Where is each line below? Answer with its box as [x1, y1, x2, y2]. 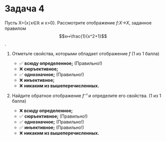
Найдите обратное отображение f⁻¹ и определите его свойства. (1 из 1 [11, 93, 162, 99]
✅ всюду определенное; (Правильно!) [19, 60, 102, 66]
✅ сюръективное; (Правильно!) [19, 113, 88, 119]
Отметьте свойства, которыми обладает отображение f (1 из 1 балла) [11, 50, 160, 56]
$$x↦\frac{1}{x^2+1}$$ [59, 33, 107, 39]
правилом [4, 25, 26, 31]
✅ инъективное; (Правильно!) [19, 124, 84, 130]
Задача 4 [4, 3, 45, 14]
